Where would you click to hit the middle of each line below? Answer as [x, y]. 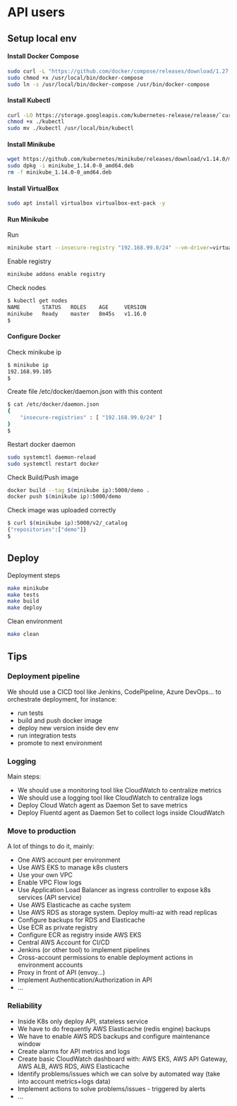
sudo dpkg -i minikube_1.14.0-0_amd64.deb [71, 166]
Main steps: [24, 776]
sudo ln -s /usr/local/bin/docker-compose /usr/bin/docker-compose [109, 84]
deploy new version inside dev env [68, 728]
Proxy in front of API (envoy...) [61, 973]
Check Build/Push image [43, 477]
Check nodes [27, 288]
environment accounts [50, 965]
